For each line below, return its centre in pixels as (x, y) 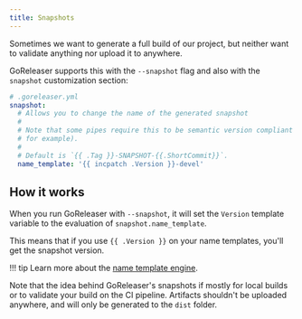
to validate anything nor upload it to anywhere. (96, 53)
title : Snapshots (42, 18)
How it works (47, 192)
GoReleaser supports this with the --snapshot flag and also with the (135, 70)
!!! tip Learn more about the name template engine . (104, 268)
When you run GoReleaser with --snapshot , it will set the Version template (147, 214)
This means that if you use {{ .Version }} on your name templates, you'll (146, 241)
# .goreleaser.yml (44, 97)
